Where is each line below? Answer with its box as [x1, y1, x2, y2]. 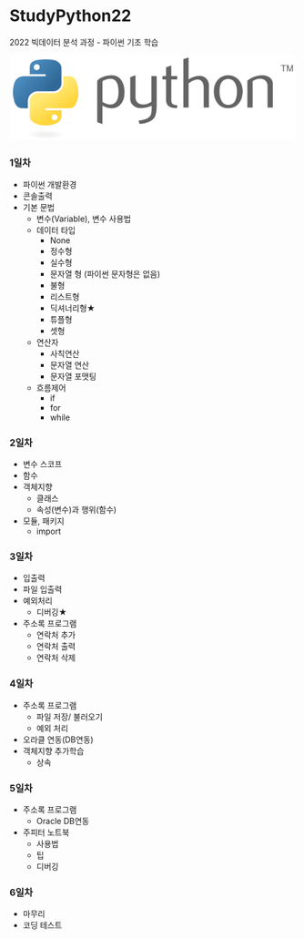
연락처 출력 [35, 641, 76, 652]
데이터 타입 [35, 224, 76, 235]
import [35, 526, 62, 537]
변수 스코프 [22, 459, 63, 470]
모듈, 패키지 [22, 515, 66, 526]
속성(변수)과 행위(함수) [35, 505, 117, 515]
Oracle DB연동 [35, 815, 89, 826]
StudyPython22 [9, 5, 132, 26]
